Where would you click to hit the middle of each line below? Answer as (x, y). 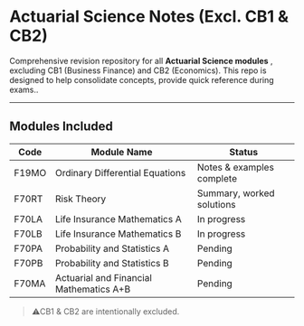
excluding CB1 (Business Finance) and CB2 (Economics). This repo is (138, 70)
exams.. (24, 89)
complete (218, 178)
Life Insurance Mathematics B (118, 234)
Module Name (122, 152)
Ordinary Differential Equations (120, 172)
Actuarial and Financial (103, 277)
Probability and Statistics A (112, 248)
